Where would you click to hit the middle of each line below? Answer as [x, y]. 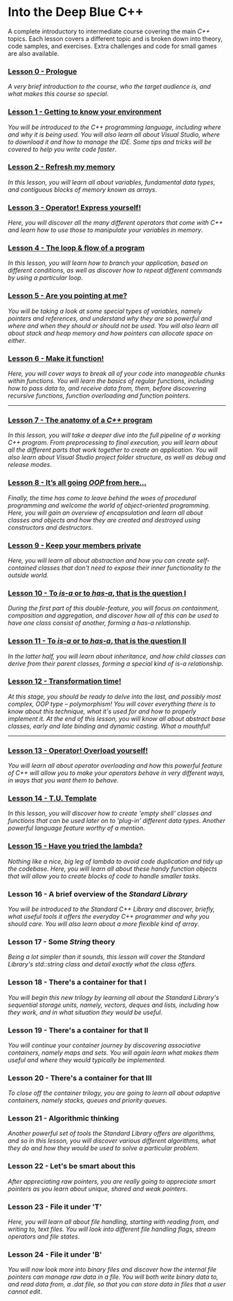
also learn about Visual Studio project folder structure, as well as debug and [117, 457]
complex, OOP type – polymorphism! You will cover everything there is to [112, 704]
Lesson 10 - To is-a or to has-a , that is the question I [97, 593]
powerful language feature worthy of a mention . [77, 828]
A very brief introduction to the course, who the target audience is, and [109, 87]
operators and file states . [44, 1236]
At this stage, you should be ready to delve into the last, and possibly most [114, 696]
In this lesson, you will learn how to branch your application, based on [108, 263]
